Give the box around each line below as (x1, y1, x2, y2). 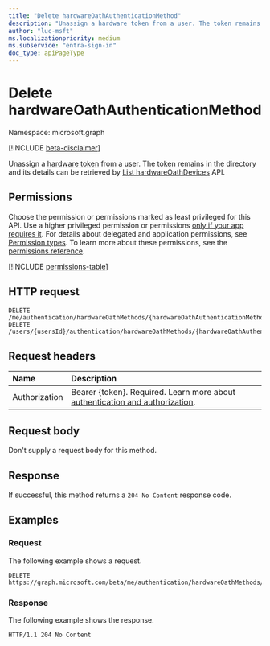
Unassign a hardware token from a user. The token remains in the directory (8, 158, 257, 168)
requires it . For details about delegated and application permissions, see (8, 228, 247, 238)
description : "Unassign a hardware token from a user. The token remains (8, 19, 261, 27)
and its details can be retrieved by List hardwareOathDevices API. (8, 167, 225, 177)
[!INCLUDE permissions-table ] (8, 261, 108, 271)
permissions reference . (8, 246, 85, 256)
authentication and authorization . (71, 397, 196, 408)
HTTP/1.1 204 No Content (8, 631, 92, 639)
